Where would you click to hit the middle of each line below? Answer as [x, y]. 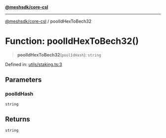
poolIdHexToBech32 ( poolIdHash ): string [59, 55]
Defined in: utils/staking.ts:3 [34, 64]
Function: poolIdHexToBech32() [72, 41]
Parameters [23, 80]
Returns [18, 120]
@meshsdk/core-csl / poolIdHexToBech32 [48, 21]
